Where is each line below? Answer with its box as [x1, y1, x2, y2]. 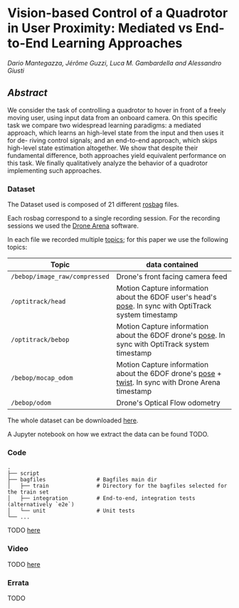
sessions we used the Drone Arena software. [7, 222, 139, 230]
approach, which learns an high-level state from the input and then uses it [7, 128, 224, 137]
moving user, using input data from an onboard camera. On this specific [7, 113, 218, 122]
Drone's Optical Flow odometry [116, 398, 221, 408]
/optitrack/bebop [11, 336, 70, 344]
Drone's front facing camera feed [116, 272, 228, 282]
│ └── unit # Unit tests [7, 507, 135, 515]
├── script [7, 470, 40, 477]
